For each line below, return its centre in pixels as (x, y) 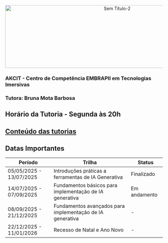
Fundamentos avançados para (89, 206)
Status (145, 163)
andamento (144, 195)
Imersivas (17, 84)
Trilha (90, 163)
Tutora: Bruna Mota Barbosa (40, 98)
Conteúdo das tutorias (41, 131)
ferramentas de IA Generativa (88, 177)
